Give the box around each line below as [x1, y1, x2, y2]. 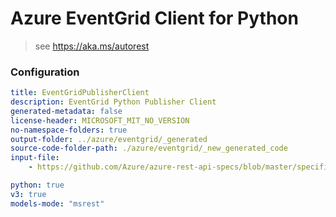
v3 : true [10, 189, 47, 199]
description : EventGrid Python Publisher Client [10, 97, 217, 107]
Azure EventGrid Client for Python [10, 7, 299, 30]
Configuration [10, 65, 80, 79]
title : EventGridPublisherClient [10, 88, 150, 98]
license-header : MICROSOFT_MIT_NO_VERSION [10, 115, 190, 126]
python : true [10, 180, 65, 191]
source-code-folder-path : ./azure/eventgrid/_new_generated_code [10, 143, 288, 154]
